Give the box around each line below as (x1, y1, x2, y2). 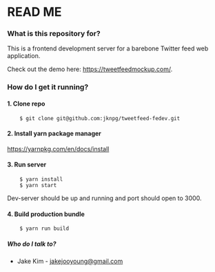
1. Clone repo (7, 99, 45, 108)
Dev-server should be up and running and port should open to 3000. (7, 194, 202, 202)
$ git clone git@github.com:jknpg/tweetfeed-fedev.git (19, 115, 181, 122)
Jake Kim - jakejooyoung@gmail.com (17, 257, 123, 266)
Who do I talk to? (7, 240, 57, 248)
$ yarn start (19, 182, 57, 189)
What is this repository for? (7, 29, 101, 39)
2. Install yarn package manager (7, 129, 102, 138)
